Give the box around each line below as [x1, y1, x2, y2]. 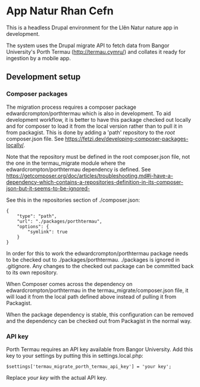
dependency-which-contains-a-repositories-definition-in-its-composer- [6, 178, 183, 186]
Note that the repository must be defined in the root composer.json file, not [6, 153, 190, 160]
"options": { [17, 223, 49, 229]
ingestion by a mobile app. [6, 54, 71, 62]
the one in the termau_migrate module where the [6, 159, 126, 167]
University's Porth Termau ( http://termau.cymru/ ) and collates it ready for [6, 48, 186, 55]
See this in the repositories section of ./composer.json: [6, 196, 140, 204]
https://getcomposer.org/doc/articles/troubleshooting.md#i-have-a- [6, 172, 174, 179]
